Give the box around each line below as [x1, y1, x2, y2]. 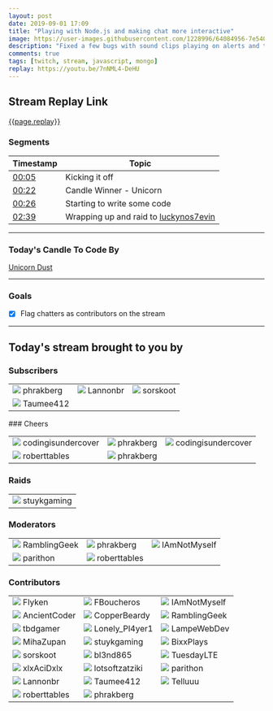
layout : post [8, 11, 53, 20]
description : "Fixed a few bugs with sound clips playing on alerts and [8, 42, 260, 50]
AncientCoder [23, 610, 76, 622]
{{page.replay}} [8, 116, 61, 126]
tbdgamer [23, 623, 61, 635]
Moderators [8, 519, 56, 531]
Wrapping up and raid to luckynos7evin [65, 210, 215, 222]
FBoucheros [93, 596, 141, 608]
